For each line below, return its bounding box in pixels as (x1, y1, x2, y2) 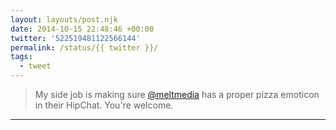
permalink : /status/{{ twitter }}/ (10, 42, 159, 53)
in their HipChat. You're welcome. (34, 99, 174, 111)
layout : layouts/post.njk (10, 14, 118, 25)
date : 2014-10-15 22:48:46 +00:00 (10, 24, 155, 34)
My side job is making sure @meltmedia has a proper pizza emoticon (34, 89, 320, 100)
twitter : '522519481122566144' (10, 33, 141, 43)
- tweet (19, 61, 52, 71)
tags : (10, 52, 33, 62)
